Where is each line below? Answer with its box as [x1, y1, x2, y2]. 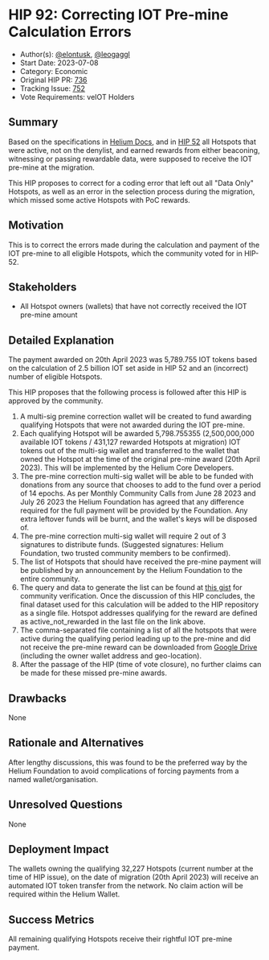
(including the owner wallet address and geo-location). [19, 651, 202, 661]
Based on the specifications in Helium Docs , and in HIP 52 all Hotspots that [8, 137, 257, 146]
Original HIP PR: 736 [19, 75, 88, 84]
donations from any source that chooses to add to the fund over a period [19, 480, 261, 490]
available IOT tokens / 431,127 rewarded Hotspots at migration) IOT [19, 437, 241, 447]
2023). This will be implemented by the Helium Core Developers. [19, 463, 234, 472]
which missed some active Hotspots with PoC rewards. [8, 195, 190, 204]
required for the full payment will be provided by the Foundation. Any [19, 505, 248, 516]
